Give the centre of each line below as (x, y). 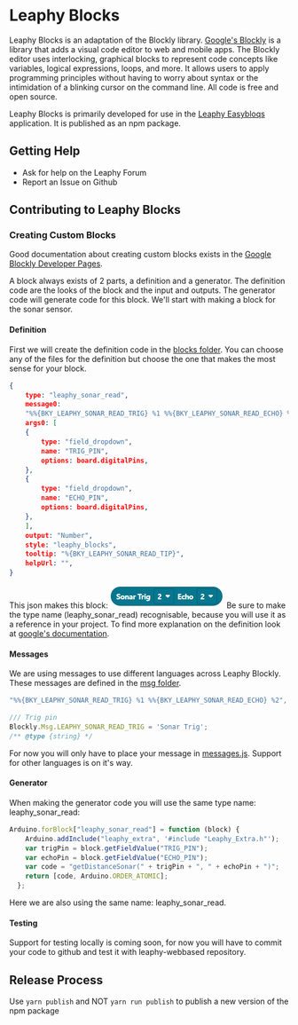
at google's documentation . (59, 634)
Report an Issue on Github (70, 182)
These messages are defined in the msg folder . (95, 683)
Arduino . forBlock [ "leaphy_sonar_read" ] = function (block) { (125, 829)
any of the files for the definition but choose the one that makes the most (142, 359)
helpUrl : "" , (49, 564)
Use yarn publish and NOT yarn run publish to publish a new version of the (149, 1001)
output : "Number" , (59, 535)
